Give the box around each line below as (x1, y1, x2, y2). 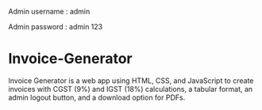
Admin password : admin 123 (8, 22, 103, 31)
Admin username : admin (8, 7, 91, 16)
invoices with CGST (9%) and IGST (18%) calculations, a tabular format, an (8, 84, 253, 93)
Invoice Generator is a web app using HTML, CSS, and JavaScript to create (8, 75, 254, 85)
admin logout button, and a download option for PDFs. (8, 93, 186, 102)
